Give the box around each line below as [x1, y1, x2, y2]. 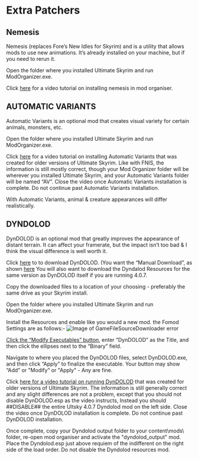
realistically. [6, 202, 35, 209]
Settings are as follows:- [6, 325, 66, 332]
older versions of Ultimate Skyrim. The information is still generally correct [6, 384, 187, 391]
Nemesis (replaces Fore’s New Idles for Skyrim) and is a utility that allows [6, 43, 184, 50]
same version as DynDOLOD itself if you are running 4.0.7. [6, 271, 148, 279]
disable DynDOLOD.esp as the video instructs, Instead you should [6, 397, 167, 404]
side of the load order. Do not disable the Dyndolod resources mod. [6, 446, 170, 453]
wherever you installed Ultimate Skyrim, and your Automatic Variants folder [6, 172, 189, 179]
